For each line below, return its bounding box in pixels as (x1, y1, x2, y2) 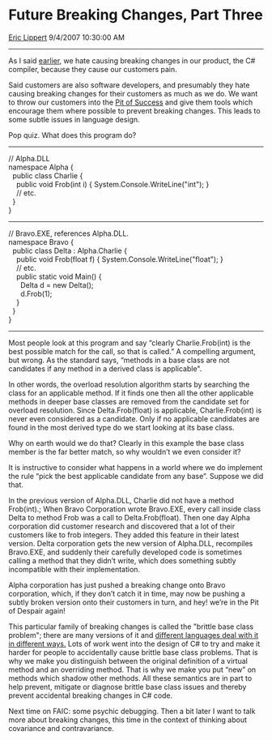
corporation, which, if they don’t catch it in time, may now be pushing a (8, 588, 245, 598)
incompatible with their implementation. (8, 564, 140, 574)
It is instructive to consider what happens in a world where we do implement (8, 462, 263, 472)
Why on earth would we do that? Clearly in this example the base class (8, 438, 244, 447)
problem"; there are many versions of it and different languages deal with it (8, 630, 259, 639)
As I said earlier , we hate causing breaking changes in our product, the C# (8, 55, 256, 66)
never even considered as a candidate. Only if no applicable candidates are (8, 413, 260, 423)
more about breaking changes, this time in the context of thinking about (8, 715, 248, 725)
